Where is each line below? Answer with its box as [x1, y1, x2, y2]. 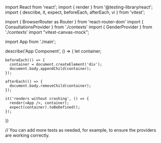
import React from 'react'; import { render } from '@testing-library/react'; [5, 4, 153, 10]
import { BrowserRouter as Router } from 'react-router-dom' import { [5, 19, 144, 24]
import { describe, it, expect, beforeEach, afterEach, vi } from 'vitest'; [5, 9, 145, 15]
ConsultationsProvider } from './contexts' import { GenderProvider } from [5, 24, 153, 30]
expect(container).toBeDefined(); [9, 105, 80, 110]
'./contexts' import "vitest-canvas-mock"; [5, 29, 90, 35]
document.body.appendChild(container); [9, 66, 92, 71]
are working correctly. [5, 132, 50, 138]
